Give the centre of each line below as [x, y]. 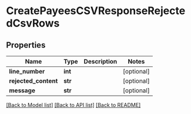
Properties [26, 45]
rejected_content [33, 81]
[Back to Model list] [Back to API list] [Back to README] [73, 105]
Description [100, 61]
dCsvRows [33, 23]
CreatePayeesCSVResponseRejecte [96, 11]
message [22, 90]
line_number [27, 71]
